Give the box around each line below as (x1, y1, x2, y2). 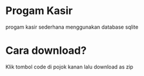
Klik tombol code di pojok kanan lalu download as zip (5, 63, 133, 70)
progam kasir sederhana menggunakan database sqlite (5, 23, 139, 30)
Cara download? (5, 44, 87, 57)
